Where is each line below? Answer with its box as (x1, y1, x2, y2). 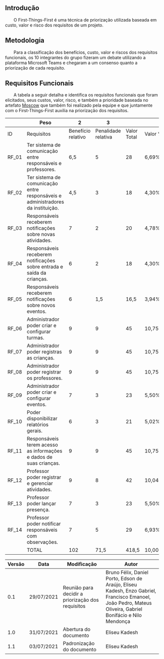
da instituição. (26, 205, 59, 212)
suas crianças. (26, 460, 60, 467)
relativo (68, 134, 86, 141)
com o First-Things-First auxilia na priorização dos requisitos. (5, 108, 129, 114)
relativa (95, 134, 112, 141)
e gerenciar (26, 480, 53, 487)
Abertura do (62, 626, 91, 633)
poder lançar (26, 500, 56, 507)
